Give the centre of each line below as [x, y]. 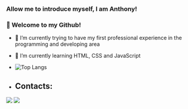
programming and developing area [57, 44]
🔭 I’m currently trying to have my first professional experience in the [98, 38]
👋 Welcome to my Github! [44, 24]
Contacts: [33, 86]
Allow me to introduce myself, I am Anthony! [72, 9]
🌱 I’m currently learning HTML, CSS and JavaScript [78, 56]
